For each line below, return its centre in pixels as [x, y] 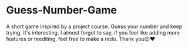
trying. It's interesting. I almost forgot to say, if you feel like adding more [93, 32]
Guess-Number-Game [62, 10]
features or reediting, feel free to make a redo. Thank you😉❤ [81, 39]
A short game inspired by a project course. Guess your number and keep [94, 26]
